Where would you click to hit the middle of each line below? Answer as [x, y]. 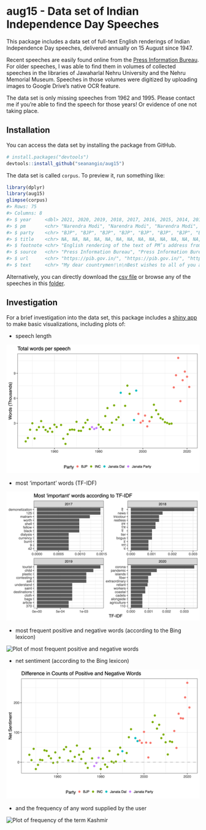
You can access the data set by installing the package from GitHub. [91, 145]
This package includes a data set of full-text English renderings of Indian [98, 41]
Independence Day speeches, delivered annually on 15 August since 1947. [100, 48]
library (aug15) [26, 194]
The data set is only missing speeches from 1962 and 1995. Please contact [101, 98]
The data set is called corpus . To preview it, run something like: [86, 175]
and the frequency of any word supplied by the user [81, 808]
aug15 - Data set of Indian [73, 11]
